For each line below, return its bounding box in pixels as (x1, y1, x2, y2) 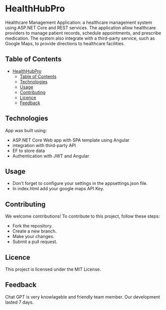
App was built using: (5, 127, 47, 133)
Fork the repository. (12, 223, 53, 229)
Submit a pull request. (12, 239, 58, 245)
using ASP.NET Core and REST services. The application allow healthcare (5, 24, 156, 30)
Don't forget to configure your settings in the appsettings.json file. (12, 180, 148, 186)
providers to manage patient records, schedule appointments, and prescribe (5, 30, 162, 36)
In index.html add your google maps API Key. (12, 186, 104, 192)
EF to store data (12, 148, 45, 154)
